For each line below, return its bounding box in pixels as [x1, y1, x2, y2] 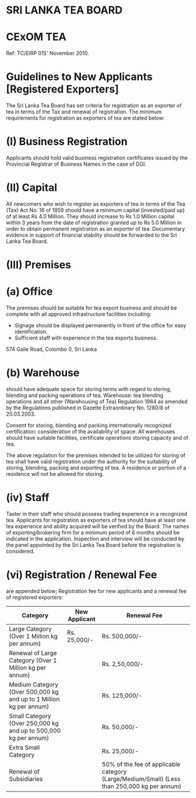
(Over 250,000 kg [9, 719, 59, 727]
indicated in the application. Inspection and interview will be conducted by [6, 535, 185, 542]
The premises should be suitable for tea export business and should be [6, 304, 177, 311]
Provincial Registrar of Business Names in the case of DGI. [6, 160, 147, 167]
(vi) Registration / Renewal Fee [6, 568, 157, 581]
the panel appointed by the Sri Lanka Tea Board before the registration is [6, 541, 181, 548]
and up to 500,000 [9, 727, 61, 735]
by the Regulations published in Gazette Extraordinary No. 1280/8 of [6, 405, 170, 411]
